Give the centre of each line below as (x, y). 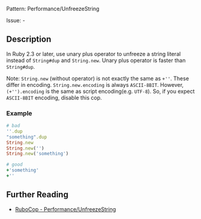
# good (14, 165)
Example (19, 113)
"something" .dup (27, 137)
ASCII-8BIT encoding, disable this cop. (54, 97)
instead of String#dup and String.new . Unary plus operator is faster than (96, 60)
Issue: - (16, 20)
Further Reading (37, 195)
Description (29, 40)
